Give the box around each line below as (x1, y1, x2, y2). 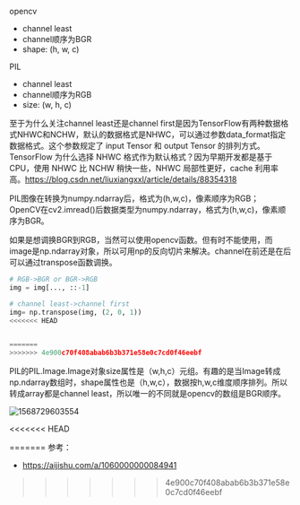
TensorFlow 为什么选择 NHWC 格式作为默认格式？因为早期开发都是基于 (9, 152, 273, 162)
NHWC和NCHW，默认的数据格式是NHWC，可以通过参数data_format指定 (16, 129, 287, 140)
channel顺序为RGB (21, 90, 92, 100)
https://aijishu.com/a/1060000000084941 (21, 460, 177, 471)
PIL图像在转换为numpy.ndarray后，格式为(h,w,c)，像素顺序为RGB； (9, 193, 260, 204)
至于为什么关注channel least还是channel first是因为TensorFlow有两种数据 (9, 118, 281, 128)
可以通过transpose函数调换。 (9, 257, 117, 267)
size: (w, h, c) (21, 100, 72, 109)
